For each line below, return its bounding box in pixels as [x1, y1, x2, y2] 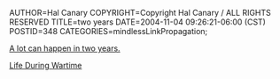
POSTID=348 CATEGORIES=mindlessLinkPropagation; [9, 26, 208, 36]
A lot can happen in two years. [9, 43, 121, 54]
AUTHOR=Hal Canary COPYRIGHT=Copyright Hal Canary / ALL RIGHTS [9, 8, 272, 18]
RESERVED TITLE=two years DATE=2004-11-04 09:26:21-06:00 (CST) [9, 17, 266, 27]
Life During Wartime [9, 61, 82, 70]
